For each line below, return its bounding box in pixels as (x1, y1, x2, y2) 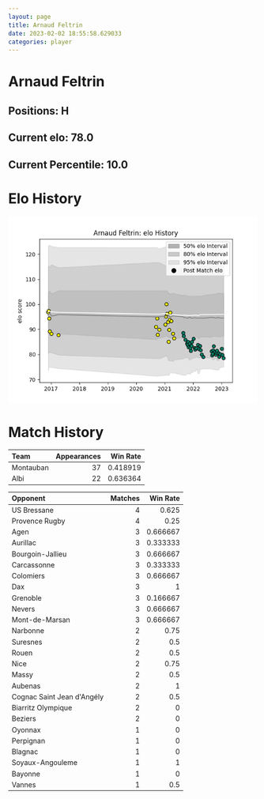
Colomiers (11, 571, 45, 581)
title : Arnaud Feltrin (8, 21, 83, 29)
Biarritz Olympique (11, 703, 73, 713)
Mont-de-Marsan (11, 615, 71, 624)
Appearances (55, 451, 101, 461)
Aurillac (11, 538, 37, 548)
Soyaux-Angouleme (11, 758, 77, 767)
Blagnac (11, 747, 39, 756)
